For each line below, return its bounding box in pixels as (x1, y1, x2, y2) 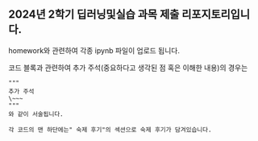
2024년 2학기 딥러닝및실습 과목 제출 (8, 7, 180, 22)
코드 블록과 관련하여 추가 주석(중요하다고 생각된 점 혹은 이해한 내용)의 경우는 (8, 63, 248, 73)
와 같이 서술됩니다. (8, 110, 64, 118)
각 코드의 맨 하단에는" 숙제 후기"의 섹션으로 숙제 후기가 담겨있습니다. (8, 126, 212, 134)
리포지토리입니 (181, 7, 250, 22)
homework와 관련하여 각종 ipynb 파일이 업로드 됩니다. (8, 45, 180, 55)
